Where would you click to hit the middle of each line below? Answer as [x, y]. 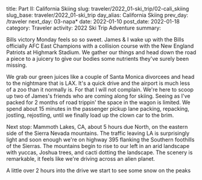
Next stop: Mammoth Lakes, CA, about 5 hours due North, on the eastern [97, 127]
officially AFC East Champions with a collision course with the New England [100, 46]
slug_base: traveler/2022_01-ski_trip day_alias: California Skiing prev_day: [97, 15]
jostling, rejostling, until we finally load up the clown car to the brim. [90, 115]
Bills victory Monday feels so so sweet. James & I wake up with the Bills [95, 39]
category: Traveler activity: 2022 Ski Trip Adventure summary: [84, 28]
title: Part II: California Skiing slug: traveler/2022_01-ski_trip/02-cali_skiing [98, 9]
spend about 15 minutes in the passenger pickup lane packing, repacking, [98, 109]
